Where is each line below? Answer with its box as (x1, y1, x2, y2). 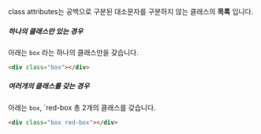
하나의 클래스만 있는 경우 (8, 26, 84, 35)
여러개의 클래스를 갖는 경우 (8, 81, 90, 91)
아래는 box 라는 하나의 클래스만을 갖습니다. (8, 47, 140, 57)
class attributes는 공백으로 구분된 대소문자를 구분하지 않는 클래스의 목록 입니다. (8, 7, 254, 16)
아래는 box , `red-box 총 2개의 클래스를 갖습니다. (8, 102, 156, 112)
